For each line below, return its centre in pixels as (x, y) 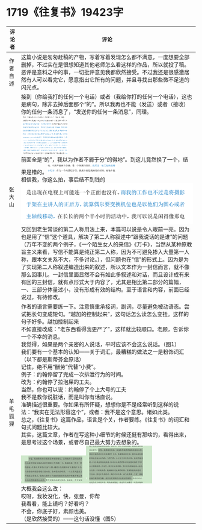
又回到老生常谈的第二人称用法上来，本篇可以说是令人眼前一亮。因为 (105, 229)
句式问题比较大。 (42, 427)
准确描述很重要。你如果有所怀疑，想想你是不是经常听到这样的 (97, 404)
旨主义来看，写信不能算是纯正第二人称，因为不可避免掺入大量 (97, 251)
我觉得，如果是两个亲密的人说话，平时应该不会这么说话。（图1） (100, 344)
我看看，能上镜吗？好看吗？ (55, 503)
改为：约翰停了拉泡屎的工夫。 (58, 382)
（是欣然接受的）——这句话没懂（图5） (70, 519)
